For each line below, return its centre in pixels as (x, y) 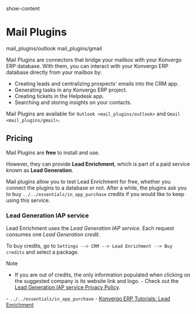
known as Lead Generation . (40, 170)
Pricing (20, 138)
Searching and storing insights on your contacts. (73, 102)
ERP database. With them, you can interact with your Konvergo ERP (87, 66)
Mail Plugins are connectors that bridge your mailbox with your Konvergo (94, 60)
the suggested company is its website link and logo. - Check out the (97, 281)
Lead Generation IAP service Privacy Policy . (67, 288)
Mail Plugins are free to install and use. (53, 153)
